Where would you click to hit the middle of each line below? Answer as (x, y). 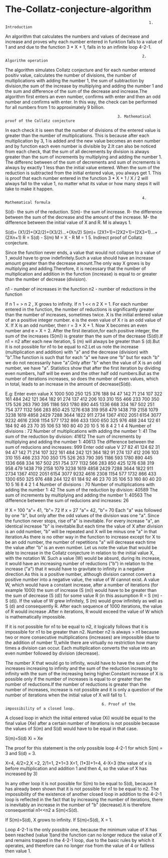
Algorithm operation (27, 60)
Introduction (19, 27)
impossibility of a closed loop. (40, 708)
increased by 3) (21, 774)
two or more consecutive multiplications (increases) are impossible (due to (82, 637)
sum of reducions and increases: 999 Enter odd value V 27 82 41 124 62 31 (82, 447)
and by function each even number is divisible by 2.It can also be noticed (81, 146)
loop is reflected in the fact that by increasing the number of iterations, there (84, 799)
